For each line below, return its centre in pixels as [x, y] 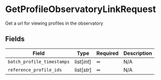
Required [108, 53]
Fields [15, 39]
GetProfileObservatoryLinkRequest [80, 9]
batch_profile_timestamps [39, 62]
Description [138, 53]
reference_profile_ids [35, 70]
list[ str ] [83, 70]
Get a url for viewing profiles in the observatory [54, 23]
